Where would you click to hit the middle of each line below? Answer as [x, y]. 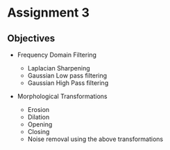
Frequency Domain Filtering [57, 55]
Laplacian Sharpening [59, 68]
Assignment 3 [49, 13]
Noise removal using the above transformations [95, 139]
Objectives [31, 38]
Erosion [39, 110]
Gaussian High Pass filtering [68, 83]
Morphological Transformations [62, 96]
